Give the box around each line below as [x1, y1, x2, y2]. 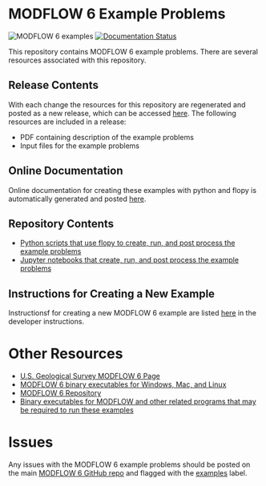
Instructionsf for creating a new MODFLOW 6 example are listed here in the [8, 308, 256, 318]
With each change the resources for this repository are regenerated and [8, 99, 246, 109]
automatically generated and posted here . [8, 194, 147, 203]
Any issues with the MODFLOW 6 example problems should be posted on [8, 460, 251, 469]
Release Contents [8, 78, 99, 92]
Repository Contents [8, 217, 115, 231]
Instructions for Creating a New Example [8, 287, 215, 300]
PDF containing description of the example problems [19, 132, 195, 142]
